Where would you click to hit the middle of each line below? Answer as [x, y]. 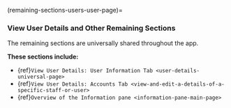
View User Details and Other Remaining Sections [91, 28]
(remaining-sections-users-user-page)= [65, 10]
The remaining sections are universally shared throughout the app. [103, 43]
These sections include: [43, 57]
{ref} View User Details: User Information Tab [85, 70]
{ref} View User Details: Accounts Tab [73, 84]
